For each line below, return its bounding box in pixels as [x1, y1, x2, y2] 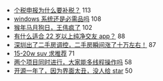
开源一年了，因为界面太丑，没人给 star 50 [13, 66, 133, 75]
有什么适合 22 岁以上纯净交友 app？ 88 [13, 32, 126, 40]
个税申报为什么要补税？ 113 [13, 6, 91, 14]
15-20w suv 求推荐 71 [13, 49, 75, 57]
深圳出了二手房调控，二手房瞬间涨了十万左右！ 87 [13, 41, 157, 48]
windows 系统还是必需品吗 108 [13, 15, 102, 23]
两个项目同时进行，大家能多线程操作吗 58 [13, 58, 133, 66]
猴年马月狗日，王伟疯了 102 [13, 24, 93, 31]
